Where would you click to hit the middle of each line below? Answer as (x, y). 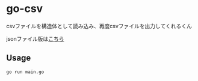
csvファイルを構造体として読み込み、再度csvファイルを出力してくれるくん (99, 26)
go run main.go (25, 72)
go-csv (25, 9)
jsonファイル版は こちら (35, 38)
